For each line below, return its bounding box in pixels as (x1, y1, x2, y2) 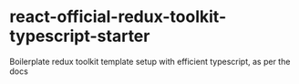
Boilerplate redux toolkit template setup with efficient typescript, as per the (9, 56, 291, 67)
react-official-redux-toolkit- (9, 6, 227, 27)
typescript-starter (9, 26, 150, 47)
